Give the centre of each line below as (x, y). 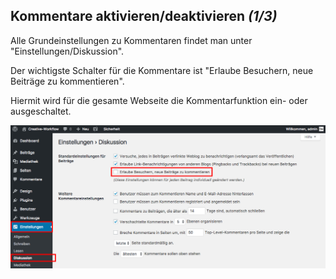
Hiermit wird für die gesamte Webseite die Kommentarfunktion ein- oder (159, 100)
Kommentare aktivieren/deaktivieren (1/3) (144, 16)
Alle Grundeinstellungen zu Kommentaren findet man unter (131, 40)
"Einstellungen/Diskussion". (67, 51)
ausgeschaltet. (41, 111)
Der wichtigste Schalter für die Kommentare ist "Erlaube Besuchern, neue (162, 70)
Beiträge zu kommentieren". (67, 81)
